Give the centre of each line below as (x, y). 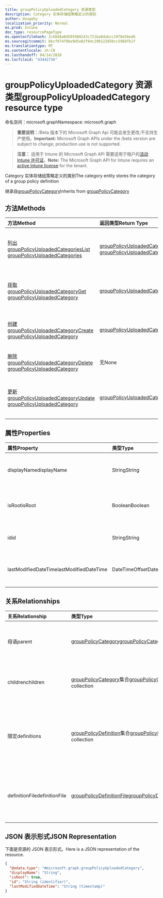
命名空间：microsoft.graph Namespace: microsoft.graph (61, 122)
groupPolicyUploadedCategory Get (47, 291)
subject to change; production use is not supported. (69, 144)
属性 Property (23, 448)
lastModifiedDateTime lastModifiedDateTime (57, 569)
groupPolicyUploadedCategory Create (50, 330)
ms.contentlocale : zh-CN (30, 50)
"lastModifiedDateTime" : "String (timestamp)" (57, 886)
